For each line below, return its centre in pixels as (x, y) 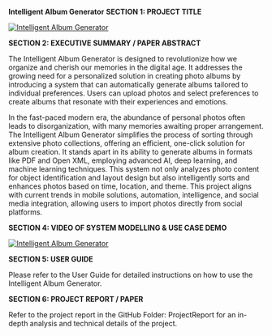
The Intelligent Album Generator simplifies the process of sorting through (131, 134)
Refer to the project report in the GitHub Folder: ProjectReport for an (122, 315)
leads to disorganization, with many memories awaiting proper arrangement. (136, 126)
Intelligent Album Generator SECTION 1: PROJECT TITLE (105, 12)
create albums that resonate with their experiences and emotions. (119, 102)
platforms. (26, 212)
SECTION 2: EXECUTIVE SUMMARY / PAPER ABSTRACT (105, 43)
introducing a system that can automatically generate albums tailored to (128, 85)
